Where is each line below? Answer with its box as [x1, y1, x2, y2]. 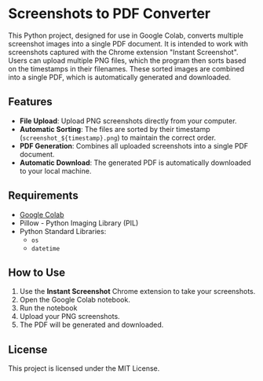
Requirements [8, 189, 79, 203]
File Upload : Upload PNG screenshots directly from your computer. [19, 115, 237, 126]
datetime [31, 244, 60, 252]
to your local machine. [19, 166, 92, 175]
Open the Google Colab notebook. [19, 295, 131, 305]
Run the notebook [19, 303, 78, 313]
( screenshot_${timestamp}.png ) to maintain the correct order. [19, 133, 217, 142]
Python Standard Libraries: [19, 226, 107, 236]
